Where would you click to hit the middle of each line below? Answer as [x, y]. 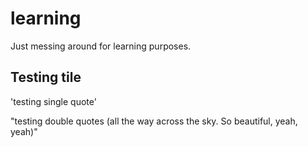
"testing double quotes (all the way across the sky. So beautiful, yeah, [154, 121]
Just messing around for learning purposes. [101, 46]
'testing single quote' [53, 101]
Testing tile [46, 77]
